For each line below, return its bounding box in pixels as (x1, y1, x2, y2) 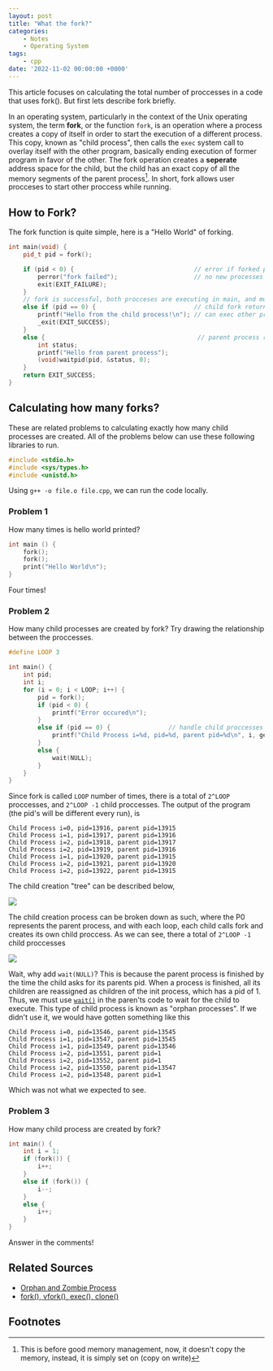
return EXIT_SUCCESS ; (23, 371, 96, 379)
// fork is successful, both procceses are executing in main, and (23, 295, 256, 303)
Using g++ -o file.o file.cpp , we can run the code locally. (8, 486, 209, 496)
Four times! (8, 585, 46, 595)
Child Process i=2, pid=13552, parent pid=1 (8, 1057, 162, 1065)
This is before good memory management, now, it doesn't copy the (19, 1344, 245, 1354)
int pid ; (23, 670, 53, 679)
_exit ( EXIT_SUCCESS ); (37, 318, 111, 326)
